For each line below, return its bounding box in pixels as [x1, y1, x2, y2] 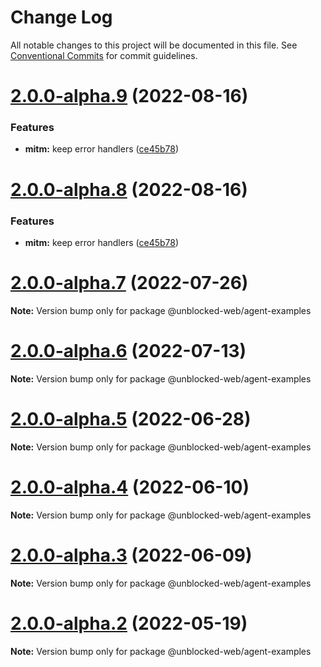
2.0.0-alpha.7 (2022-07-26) [10, 272, 249, 295]
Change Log [10, 6, 113, 29]
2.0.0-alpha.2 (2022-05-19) [10, 612, 248, 635]
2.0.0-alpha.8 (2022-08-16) [10, 178, 248, 201]
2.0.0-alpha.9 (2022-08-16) [10, 85, 249, 108]
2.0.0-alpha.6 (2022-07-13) [10, 340, 247, 363]
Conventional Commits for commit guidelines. [10, 49, 198, 61]
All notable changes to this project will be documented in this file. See [10, 39, 298, 51]
